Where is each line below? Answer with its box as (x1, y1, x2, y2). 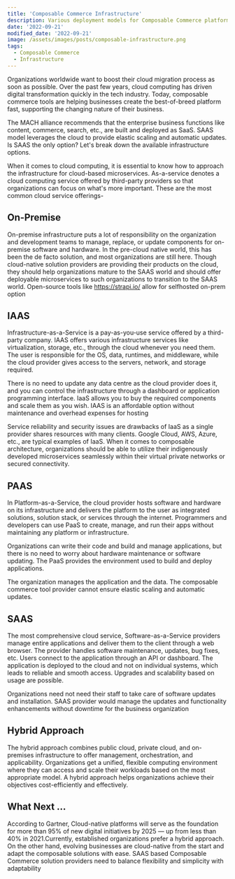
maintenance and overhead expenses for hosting (7, 409, 149, 417)
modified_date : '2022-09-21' (7, 29, 92, 37)
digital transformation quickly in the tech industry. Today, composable (7, 90, 208, 98)
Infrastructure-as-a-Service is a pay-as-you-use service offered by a (7, 328, 206, 337)
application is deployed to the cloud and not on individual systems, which (7, 661, 219, 669)
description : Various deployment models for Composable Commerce (7, 17, 201, 24)
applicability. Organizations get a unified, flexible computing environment (7, 758, 218, 766)
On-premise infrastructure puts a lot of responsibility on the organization (7, 230, 217, 239)
